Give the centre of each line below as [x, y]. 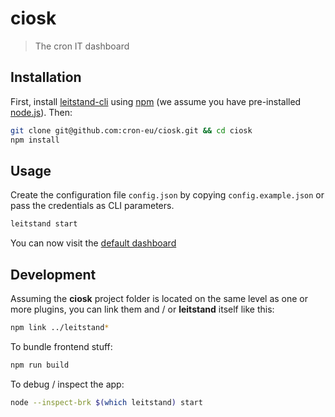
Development [53, 274]
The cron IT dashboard [82, 46]
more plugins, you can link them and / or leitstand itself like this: [142, 309]
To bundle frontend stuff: [61, 346]
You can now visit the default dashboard [93, 243]
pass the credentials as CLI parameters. [92, 206]
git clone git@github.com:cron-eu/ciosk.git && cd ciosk [131, 130]
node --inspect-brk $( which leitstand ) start [106, 402]
